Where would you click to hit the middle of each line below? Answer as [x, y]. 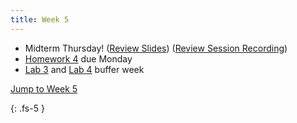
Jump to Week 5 [44, 88]
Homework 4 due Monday [78, 58]
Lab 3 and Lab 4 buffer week [84, 69]
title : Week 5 [40, 19]
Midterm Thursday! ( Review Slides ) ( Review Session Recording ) [156, 48]
